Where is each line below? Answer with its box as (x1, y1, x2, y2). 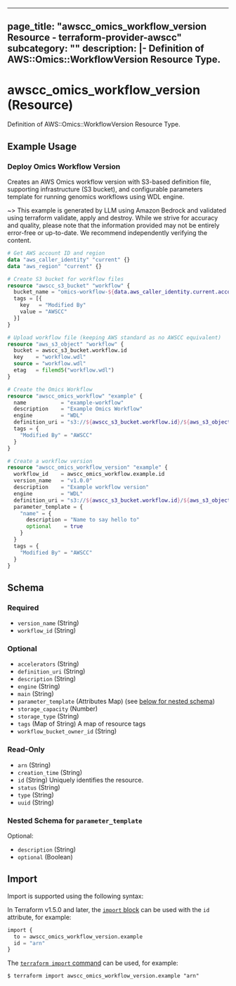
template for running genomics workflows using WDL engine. (7, 193, 185, 201)
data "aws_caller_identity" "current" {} (7, 256, 131, 263)
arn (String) (17, 761, 51, 769)
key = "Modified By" (20, 302, 86, 309)
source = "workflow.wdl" (13, 360, 86, 367)
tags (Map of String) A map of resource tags (17, 719, 146, 728)
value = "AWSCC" (20, 308, 68, 315)
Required (7, 602, 39, 612)
